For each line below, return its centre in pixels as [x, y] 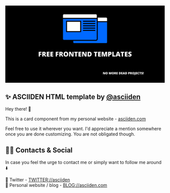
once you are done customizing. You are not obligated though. [70, 134]
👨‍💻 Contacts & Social [39, 150]
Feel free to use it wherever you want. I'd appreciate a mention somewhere [83, 129]
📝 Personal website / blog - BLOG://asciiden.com [56, 185]
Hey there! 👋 [18, 109]
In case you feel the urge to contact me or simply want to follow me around [83, 163]
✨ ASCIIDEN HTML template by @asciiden [73, 97]
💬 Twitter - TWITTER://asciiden [38, 180]
